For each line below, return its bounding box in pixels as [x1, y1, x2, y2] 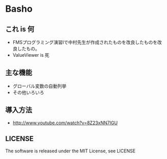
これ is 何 [5, 25, 35, 33]
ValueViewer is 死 [12, 52, 49, 58]
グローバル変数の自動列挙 [12, 83, 67, 89]
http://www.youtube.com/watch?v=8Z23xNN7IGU [12, 120, 118, 126]
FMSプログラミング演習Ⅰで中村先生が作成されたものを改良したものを [12, 39, 158, 45]
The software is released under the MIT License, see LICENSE [5, 148, 136, 154]
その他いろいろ [12, 89, 44, 95]
